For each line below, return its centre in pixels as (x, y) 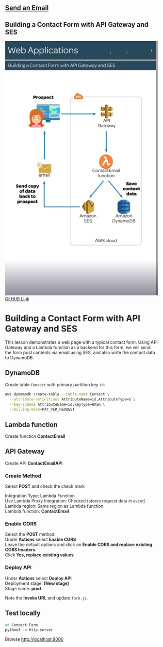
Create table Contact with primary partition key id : (55, 384)
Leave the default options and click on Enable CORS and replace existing (79, 545)
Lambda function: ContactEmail (37, 511)
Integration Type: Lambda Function (40, 496)
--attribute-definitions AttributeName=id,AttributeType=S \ (73, 399)
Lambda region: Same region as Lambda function (54, 506)
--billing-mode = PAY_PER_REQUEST (42, 410)
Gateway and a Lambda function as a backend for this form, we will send (78, 347)
